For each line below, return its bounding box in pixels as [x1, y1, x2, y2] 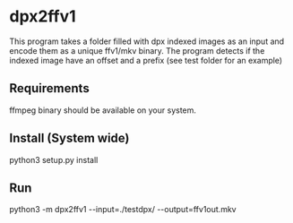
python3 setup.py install [9, 154, 99, 165]
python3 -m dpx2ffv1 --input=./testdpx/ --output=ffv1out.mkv [9, 204, 237, 215]
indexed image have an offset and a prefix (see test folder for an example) [9, 55, 283, 65]
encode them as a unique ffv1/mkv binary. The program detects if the [9, 45, 265, 56]
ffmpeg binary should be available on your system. [9, 105, 197, 116]
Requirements [9, 81, 90, 96]
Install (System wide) [9, 131, 130, 146]
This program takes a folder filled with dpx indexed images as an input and [9, 36, 285, 47]
